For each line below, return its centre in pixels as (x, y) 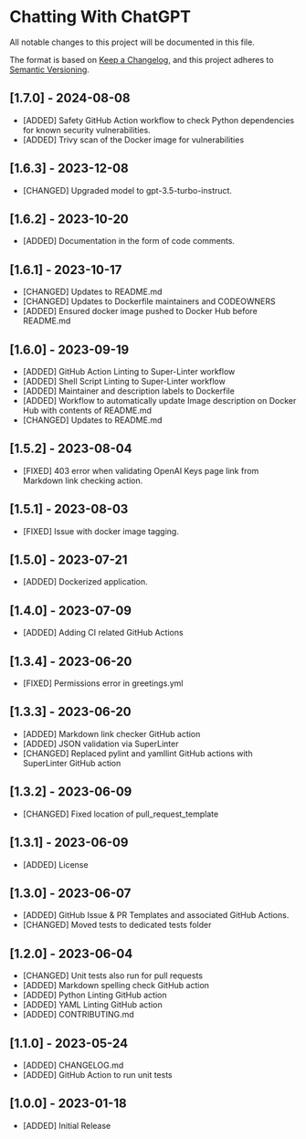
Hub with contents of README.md (87, 410)
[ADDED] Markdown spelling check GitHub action (116, 986)
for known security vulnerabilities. (86, 130)
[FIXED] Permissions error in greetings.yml (103, 683)
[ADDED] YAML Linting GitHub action (92, 1005)
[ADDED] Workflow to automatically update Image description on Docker (159, 401)
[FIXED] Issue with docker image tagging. (101, 531)
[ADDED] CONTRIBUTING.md (78, 1015)
